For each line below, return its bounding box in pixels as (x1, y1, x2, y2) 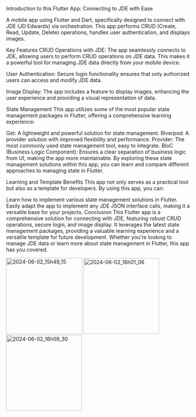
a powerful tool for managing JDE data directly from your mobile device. (6, 59, 181, 66)
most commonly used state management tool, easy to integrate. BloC (6, 142, 173, 149)
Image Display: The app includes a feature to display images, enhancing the (6, 88, 190, 95)
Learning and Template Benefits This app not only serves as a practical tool (6, 179, 189, 185)
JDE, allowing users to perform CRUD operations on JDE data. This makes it (6, 53, 190, 59)
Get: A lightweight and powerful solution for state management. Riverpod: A (6, 129, 190, 136)
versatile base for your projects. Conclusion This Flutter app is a (6, 209, 161, 215)
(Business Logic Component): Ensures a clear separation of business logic (6, 148, 187, 155)
